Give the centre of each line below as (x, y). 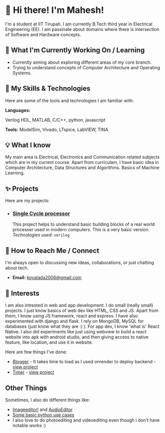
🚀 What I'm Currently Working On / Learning (75, 50)
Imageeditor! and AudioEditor (43, 409)
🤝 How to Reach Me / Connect (52, 250)
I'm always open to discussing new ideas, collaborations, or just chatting (80, 263)
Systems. (22, 73)
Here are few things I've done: (36, 352)
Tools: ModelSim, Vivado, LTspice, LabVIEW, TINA (57, 130)
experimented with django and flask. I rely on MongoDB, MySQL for (75, 321)
